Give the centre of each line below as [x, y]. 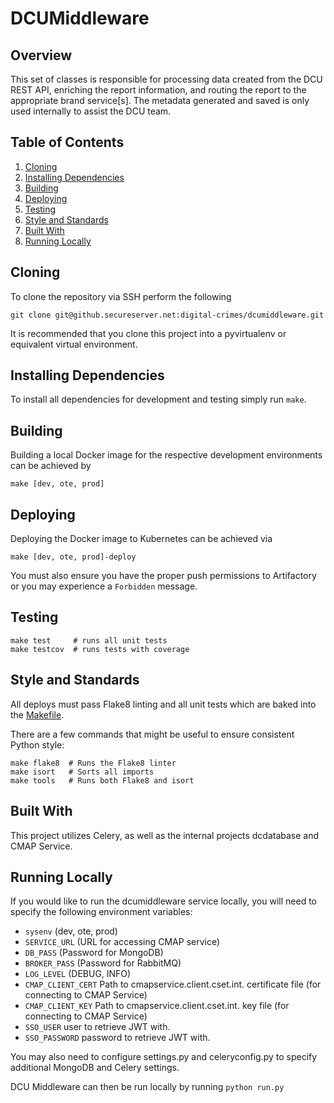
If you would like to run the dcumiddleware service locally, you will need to [163, 901]
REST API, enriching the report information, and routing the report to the [158, 90]
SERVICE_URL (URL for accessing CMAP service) [122, 942]
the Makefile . [37, 714]
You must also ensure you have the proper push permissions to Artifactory [163, 576]
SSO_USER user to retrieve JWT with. [97, 1027]
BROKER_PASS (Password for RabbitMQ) [103, 963]
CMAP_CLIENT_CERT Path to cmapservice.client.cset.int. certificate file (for [173, 984]
